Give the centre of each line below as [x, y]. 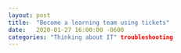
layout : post [29, 15]
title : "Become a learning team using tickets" [89, 23]
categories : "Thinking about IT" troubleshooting [91, 37]
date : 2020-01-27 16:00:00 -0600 [66, 30]
